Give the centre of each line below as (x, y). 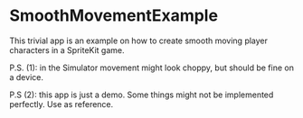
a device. (26, 77)
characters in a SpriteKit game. (67, 50)
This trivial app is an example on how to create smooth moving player (139, 41)
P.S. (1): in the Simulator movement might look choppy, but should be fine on (151, 68)
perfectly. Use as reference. (62, 104)
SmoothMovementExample (114, 16)
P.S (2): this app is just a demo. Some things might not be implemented (142, 95)
